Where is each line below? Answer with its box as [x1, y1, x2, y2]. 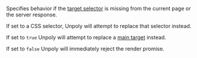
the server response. [6, 11, 58, 18]
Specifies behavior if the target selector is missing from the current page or [6, 5, 191, 12]
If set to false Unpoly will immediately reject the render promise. [6, 45, 165, 52]
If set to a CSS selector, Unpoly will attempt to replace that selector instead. [6, 23, 192, 29]
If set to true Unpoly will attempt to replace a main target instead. [6, 34, 167, 40]
